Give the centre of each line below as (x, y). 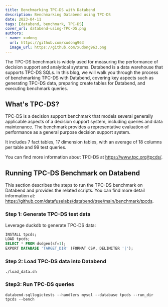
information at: (20, 196)
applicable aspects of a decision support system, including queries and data (84, 122)
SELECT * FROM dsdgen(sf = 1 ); (36, 244)
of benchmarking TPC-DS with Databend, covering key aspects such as (79, 78)
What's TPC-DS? (32, 104)
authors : (14, 33)
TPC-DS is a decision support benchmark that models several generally (79, 116)
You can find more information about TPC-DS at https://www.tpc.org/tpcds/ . (84, 157)
